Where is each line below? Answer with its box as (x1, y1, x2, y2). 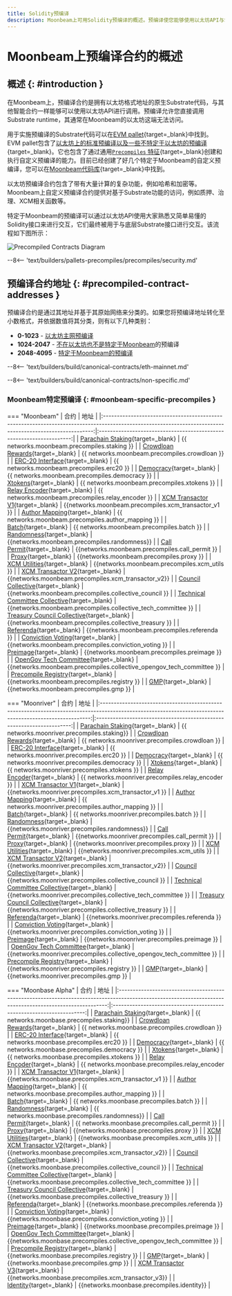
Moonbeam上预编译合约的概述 (7, 48, 183, 64)
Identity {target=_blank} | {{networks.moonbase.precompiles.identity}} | (7, 1281, 211, 1289)
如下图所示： (12, 229, 50, 237)
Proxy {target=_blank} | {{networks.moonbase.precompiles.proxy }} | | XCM (7, 1126, 222, 1135)
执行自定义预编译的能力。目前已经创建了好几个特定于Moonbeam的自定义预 (7, 156, 221, 164)
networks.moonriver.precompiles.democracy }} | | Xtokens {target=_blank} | (7, 758, 222, 766)
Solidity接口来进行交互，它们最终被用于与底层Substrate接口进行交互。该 (7, 220, 213, 229)
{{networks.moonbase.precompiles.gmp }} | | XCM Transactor (7, 1259, 184, 1267)
